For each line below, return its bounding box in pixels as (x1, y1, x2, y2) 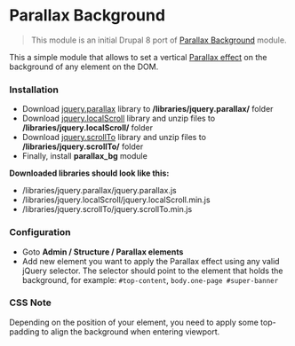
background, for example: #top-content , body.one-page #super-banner (21, 274, 279, 285)
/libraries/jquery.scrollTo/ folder (21, 141, 144, 152)
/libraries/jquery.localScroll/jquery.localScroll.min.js (21, 194, 211, 205)
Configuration (9, 226, 71, 239)
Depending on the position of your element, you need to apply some (9, 317, 259, 327)
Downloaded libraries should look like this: (9, 168, 170, 178)
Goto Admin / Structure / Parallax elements (21, 246, 184, 257)
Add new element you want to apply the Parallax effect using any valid (21, 256, 280, 266)
